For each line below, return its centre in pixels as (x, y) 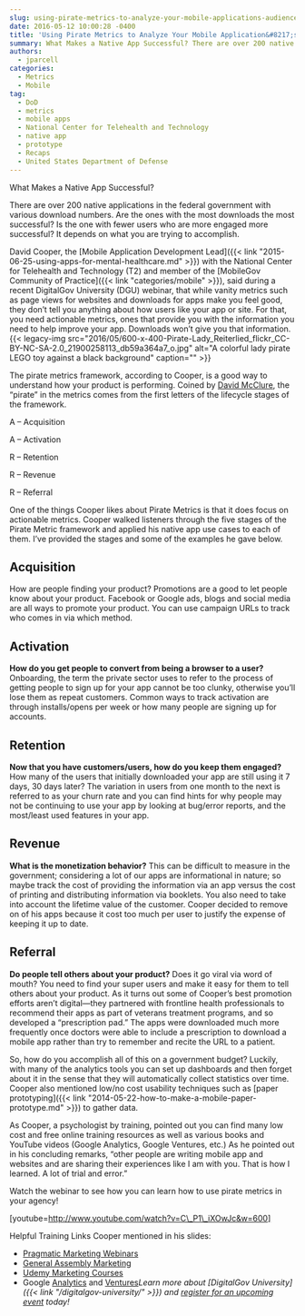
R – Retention (34, 457)
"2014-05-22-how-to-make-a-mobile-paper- (172, 1098)
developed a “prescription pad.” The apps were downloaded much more (144, 1022)
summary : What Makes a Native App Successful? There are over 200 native (152, 43)
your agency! (34, 1201)
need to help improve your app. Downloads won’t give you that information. (150, 329)
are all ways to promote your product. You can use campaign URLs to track (150, 609)
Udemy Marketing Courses (73, 1272)
